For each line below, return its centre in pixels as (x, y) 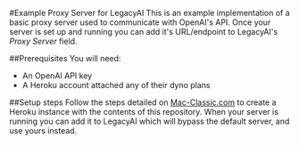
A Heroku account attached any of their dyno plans (116, 85)
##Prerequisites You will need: (65, 58)
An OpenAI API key (57, 76)
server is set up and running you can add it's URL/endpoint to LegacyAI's (144, 32)
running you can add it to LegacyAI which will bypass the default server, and (149, 121)
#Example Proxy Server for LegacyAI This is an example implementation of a (149, 13)
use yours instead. (43, 131)
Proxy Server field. (43, 41)
